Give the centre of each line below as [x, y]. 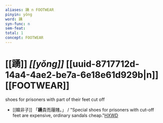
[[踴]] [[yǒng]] [34, 64]
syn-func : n [17, 24]
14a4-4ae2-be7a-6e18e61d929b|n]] [82, 75]
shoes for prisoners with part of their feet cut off [55, 99]
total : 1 [14, 33]
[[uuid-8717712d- [102, 64]
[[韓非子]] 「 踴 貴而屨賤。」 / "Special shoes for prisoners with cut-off [83, 109]
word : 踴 [14, 19]
